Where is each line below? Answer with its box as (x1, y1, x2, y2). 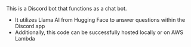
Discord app (14, 23, 45, 29)
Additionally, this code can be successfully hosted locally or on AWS (14, 29, 184, 36)
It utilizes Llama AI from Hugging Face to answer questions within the (14, 16, 186, 23)
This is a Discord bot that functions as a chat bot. (6, 5, 127, 12)
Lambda (14, 35, 35, 42)
